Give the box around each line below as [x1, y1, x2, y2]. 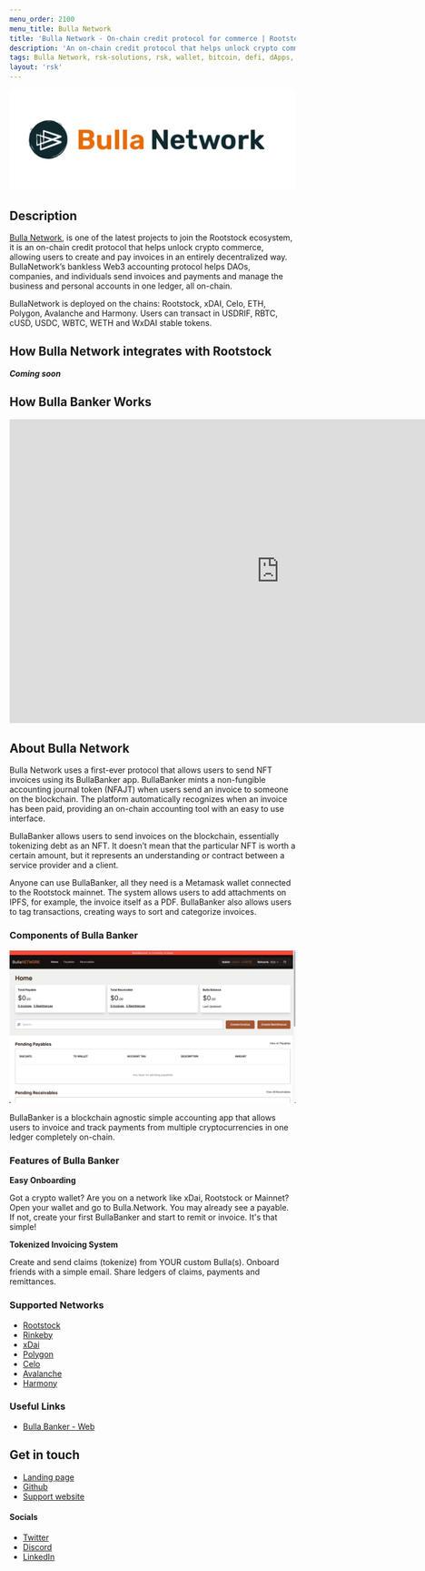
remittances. [9, 1276, 56, 1287]
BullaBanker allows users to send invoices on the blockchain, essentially [9, 831, 280, 842]
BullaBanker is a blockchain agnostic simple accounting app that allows [9, 1111, 276, 1123]
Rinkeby [22, 1329, 54, 1340]
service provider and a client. [9, 860, 119, 871]
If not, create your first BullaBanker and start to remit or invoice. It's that [9, 1211, 278, 1223]
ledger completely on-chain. [9, 1131, 115, 1142]
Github [22, 1481, 48, 1492]
